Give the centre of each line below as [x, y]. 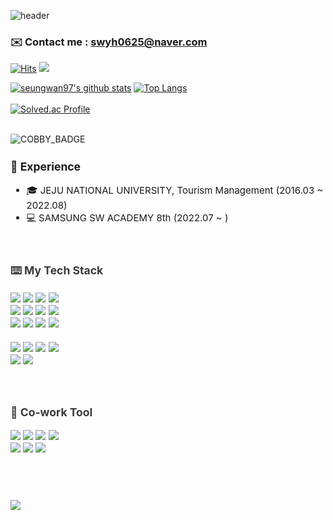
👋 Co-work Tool [51, 412]
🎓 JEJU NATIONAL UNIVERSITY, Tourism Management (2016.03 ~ [175, 190]
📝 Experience [46, 166]
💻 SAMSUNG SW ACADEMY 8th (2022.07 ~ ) [127, 218]
